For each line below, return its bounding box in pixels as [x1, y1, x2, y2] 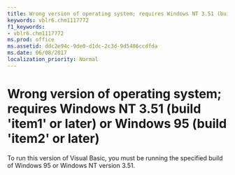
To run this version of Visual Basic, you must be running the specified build [7, 153, 223, 162]
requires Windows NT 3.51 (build [7, 101, 201, 116]
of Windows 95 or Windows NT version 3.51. [7, 161, 136, 169]
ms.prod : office [7, 36, 55, 43]
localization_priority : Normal [7, 56, 99, 63]
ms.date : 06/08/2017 [7, 50, 68, 57]
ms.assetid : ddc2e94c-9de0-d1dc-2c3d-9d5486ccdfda [7, 43, 158, 50]
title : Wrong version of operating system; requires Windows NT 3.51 [7, 10, 215, 17]
